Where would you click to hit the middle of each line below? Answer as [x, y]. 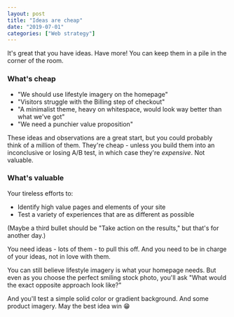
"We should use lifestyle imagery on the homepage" [92, 94]
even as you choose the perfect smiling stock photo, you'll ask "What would [117, 277]
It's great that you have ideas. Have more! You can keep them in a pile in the [117, 53]
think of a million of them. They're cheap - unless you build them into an [111, 145]
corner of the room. [36, 61]
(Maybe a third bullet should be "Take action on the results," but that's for [113, 228]
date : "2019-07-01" [36, 27]
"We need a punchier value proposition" [75, 124]
